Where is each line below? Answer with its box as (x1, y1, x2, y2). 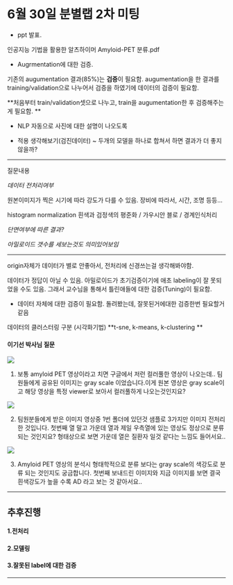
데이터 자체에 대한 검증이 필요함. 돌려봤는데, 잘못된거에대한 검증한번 (17, 299, 201, 307)
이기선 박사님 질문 (7, 340, 55, 348)
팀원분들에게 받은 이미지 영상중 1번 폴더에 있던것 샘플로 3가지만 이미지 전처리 (17, 415, 225, 423)
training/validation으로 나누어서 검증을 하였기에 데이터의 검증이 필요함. (7, 83, 200, 92)
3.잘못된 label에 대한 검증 (7, 561, 77, 570)
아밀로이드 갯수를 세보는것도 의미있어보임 (7, 240, 119, 248)
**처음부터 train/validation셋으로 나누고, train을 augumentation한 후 (7, 98, 195, 106)
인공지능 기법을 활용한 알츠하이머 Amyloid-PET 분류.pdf (7, 45, 160, 53)
